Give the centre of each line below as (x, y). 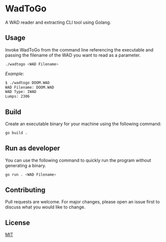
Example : (15, 73)
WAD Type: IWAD (21, 92)
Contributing (25, 190)
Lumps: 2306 (17, 97)
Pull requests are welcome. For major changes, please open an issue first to (83, 202)
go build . (16, 133)
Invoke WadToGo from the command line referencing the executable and (79, 49)
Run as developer (33, 148)
